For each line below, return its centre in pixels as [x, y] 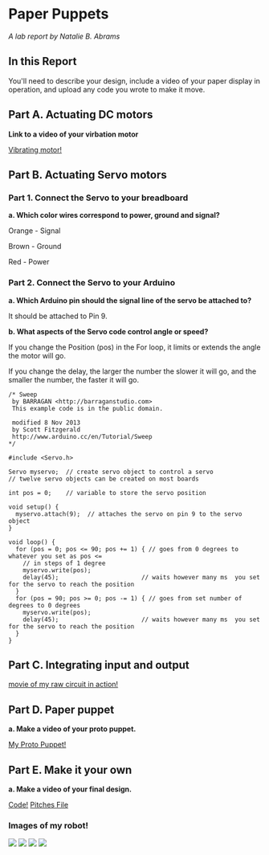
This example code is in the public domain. [87, 408]
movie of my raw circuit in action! [63, 685]
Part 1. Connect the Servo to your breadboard [98, 198]
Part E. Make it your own [70, 769]
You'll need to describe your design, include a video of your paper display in [134, 80]
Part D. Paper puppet [61, 709]
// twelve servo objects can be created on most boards [104, 479]
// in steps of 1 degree [64, 563]
